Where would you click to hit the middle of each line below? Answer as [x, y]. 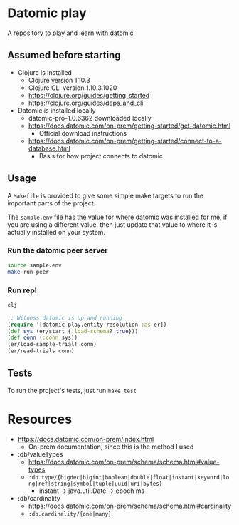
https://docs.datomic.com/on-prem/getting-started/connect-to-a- [125, 141]
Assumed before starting [64, 55]
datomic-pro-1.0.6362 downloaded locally [90, 118]
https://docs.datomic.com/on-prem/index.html [86, 439]
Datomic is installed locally [57, 110]
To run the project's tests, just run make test [72, 390]
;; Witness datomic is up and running [65, 318]
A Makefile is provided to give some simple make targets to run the [106, 195]
